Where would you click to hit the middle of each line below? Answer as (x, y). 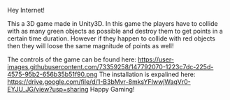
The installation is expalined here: (147, 74)
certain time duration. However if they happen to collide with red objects (111, 38)
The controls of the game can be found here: (72, 59)
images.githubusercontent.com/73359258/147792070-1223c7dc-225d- (110, 67)
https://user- (156, 59)
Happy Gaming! (112, 89)
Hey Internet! (26, 10)
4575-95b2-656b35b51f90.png (52, 74)
